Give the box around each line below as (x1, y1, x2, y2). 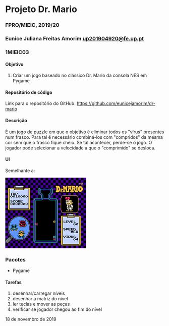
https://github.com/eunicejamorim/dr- (76, 100, 155, 106)
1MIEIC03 (5, 48, 29, 56)
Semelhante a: (5, 168, 35, 174)
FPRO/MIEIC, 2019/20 (5, 22, 60, 29)
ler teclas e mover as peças (12, 301, 70, 307)
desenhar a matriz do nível (12, 296, 68, 302)
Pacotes (5, 256, 26, 263)
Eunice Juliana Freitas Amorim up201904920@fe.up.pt (5, 35, 144, 42)
